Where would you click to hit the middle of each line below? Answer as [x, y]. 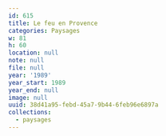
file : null [26, 68]
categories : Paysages [44, 30]
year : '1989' [30, 75]
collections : [30, 113]
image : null [28, 98]
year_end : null [34, 90]
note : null [26, 61]
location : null [34, 53]
